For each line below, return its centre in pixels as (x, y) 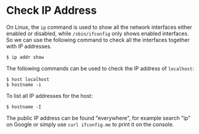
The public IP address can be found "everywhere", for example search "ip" (98, 118)
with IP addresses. (29, 46)
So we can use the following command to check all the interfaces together (98, 40)
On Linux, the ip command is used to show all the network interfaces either (99, 27)
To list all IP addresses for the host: (49, 96)
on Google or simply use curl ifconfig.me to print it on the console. (90, 124)
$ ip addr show (25, 57)
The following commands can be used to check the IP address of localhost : (100, 68)
